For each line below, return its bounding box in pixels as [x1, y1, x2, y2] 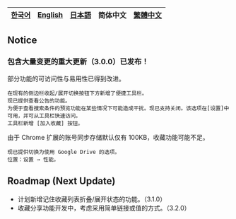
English [37, 10, 64, 20]
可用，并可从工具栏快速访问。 [7, 112, 81, 119]
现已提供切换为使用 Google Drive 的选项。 [7, 148, 120, 155]
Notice [7, 35, 37, 47]
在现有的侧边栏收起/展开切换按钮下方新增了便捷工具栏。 [7, 90, 148, 97]
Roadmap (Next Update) [7, 175, 116, 187]
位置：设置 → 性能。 [7, 155, 59, 163]
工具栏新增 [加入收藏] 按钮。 [7, 119, 83, 126]
